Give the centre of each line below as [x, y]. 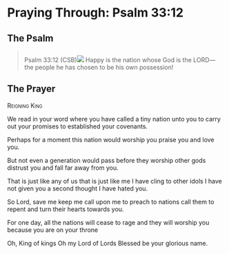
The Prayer [31, 89]
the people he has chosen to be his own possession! [99, 67]
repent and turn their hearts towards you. [66, 209]
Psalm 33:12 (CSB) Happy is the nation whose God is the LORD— [120, 60]
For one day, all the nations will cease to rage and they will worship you [108, 222]
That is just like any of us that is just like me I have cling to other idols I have [114, 181]
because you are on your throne [53, 230]
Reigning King [25, 106]
